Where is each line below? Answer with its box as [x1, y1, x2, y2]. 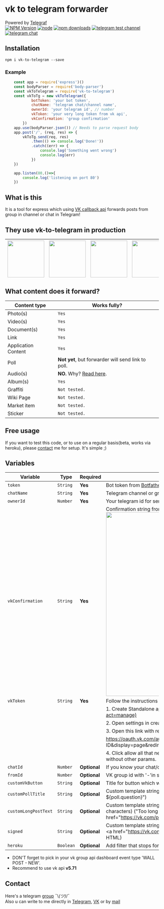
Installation [5, 44, 40, 52]
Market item [7, 402, 35, 409]
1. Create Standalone [105, 706, 155, 712]
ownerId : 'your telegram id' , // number [31, 107, 115, 112]
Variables [5, 459, 35, 467]
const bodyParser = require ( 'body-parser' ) [14, 84, 104, 89]
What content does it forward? [5, 287, 100, 296]
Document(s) [7, 326, 38, 333]
